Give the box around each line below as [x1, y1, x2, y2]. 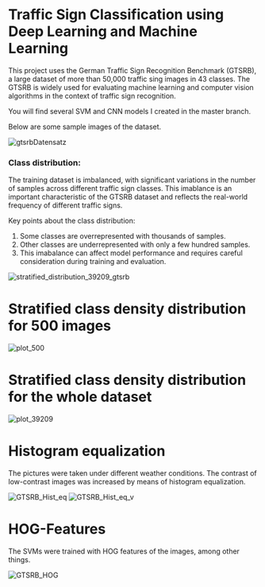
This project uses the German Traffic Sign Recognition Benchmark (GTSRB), [8, 65, 257, 75]
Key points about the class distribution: [8, 216, 136, 226]
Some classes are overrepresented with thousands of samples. [19, 231, 226, 241]
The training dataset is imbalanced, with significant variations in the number [8, 175, 256, 185]
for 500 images [8, 317, 112, 335]
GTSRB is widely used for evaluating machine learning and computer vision [8, 82, 254, 92]
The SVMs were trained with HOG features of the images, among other [8, 546, 240, 556]
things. [8, 554, 31, 564]
